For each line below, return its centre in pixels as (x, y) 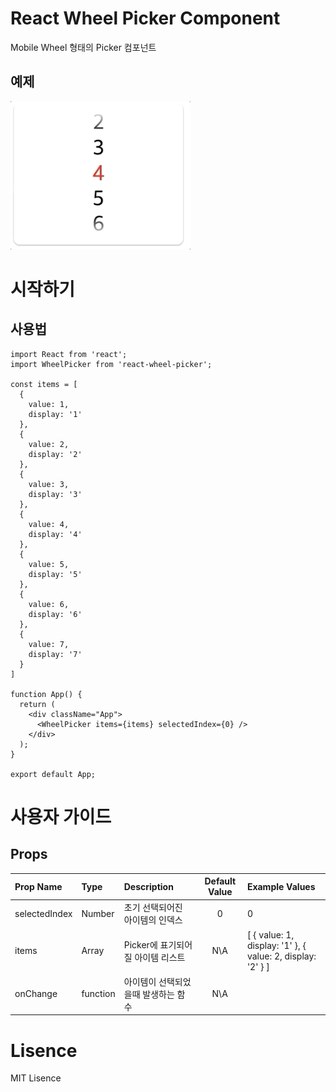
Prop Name (38, 886)
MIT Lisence (36, 1078)
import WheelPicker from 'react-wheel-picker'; (111, 364)
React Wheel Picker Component (145, 18)
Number (98, 913)
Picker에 (140, 944)
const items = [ (44, 384)
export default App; (53, 774)
